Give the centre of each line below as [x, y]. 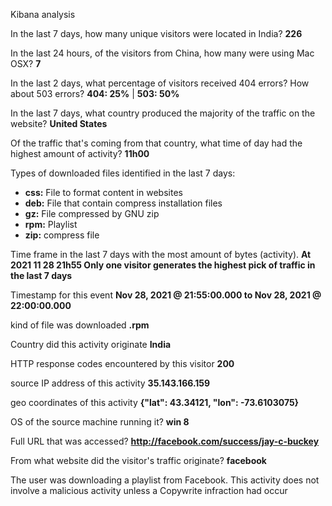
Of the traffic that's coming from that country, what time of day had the [156, 143]
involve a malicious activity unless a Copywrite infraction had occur [149, 490]
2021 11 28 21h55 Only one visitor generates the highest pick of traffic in [163, 265]
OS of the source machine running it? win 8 [100, 422]
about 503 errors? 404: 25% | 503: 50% [95, 93]
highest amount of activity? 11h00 [80, 153]
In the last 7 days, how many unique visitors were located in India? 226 [156, 33]
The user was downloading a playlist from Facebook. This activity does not [165, 480]
